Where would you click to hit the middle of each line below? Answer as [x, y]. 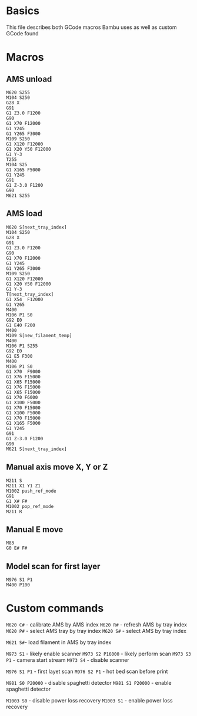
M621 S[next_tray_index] [36, 449]
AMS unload [29, 79]
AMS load [24, 214]
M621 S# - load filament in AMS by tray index [59, 642]
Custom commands [55, 608]
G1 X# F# [17, 501]
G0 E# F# [17, 548]
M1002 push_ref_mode [31, 491]
